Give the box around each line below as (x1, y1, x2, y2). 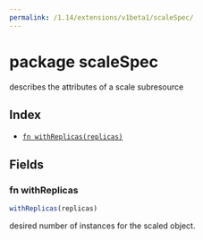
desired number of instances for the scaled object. (9, 220, 196, 231)
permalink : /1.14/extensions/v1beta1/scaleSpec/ (9, 13, 194, 22)
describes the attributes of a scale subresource (9, 81, 184, 92)
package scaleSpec (9, 51, 159, 72)
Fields (9, 157, 45, 172)
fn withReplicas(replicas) (21, 133, 123, 141)
